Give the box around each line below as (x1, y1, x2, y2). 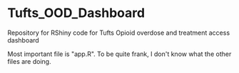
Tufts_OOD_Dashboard (7, 5, 145, 21)
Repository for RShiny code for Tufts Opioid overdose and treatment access (7, 28, 230, 37)
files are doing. (7, 57, 51, 65)
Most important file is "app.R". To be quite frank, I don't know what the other (7, 50, 232, 58)
